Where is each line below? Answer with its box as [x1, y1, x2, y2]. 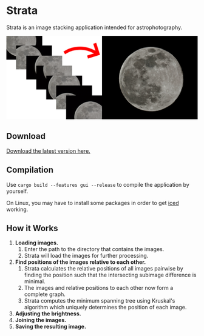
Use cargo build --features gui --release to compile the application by [6, 181, 189, 188]
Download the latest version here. [6, 147, 91, 155]
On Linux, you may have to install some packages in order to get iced [6, 199, 179, 206]
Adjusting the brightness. [15, 310, 81, 317]
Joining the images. [15, 317, 67, 324]
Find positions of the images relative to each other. [15, 258, 146, 266]
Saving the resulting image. [15, 323, 87, 331]
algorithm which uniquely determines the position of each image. [24, 304, 187, 311]
